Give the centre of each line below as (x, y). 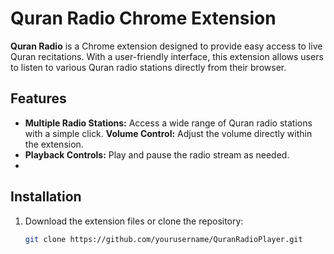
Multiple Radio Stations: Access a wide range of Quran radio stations (168, 123)
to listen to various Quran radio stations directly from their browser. (148, 67)
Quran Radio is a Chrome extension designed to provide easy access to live (166, 46)
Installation (46, 197)
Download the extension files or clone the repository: (134, 221)
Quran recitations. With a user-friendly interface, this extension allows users (167, 56)
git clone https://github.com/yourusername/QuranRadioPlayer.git (163, 239)
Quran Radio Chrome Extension (143, 18)
